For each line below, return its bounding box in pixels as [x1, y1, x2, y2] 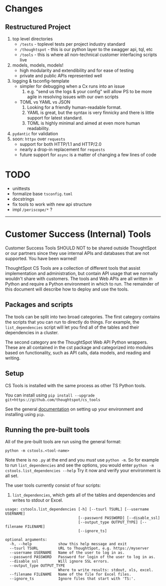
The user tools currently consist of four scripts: [5, 482, 101, 488]
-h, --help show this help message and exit [9, 541, 127, 547]
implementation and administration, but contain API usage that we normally [5, 270, 158, 276]
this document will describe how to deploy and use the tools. [5, 286, 129, 292]
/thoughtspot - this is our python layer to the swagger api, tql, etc [19, 47, 153, 52]
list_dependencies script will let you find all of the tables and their [5, 324, 139, 330]
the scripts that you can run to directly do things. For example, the [5, 319, 140, 325]
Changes [5, 3, 43, 14]
